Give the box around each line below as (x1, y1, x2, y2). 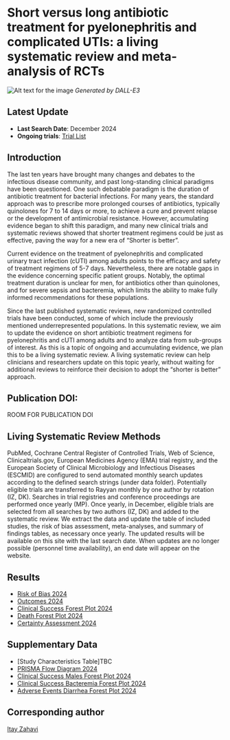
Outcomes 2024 (16, 597, 64, 605)
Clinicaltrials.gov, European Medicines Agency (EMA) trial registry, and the (7, 456, 218, 464)
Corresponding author (7, 706, 105, 718)
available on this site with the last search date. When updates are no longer (7, 537, 220, 545)
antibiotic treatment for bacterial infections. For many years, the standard (7, 192, 214, 201)
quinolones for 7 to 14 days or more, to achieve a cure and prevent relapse (7, 207, 218, 215)
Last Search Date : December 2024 (16, 124, 117, 132)
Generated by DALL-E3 (75, 86, 141, 94)
